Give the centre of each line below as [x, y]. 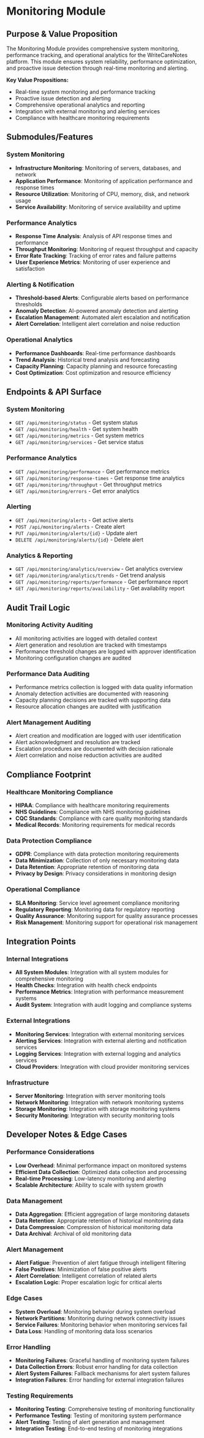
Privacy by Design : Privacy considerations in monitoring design [96, 873]
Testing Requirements [40, 1396]
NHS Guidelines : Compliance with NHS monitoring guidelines [93, 812]
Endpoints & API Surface [54, 392]
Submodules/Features [50, 137]
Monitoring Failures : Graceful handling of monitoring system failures [102, 1360]
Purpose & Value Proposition [62, 34]
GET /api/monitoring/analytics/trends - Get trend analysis [90, 575]
